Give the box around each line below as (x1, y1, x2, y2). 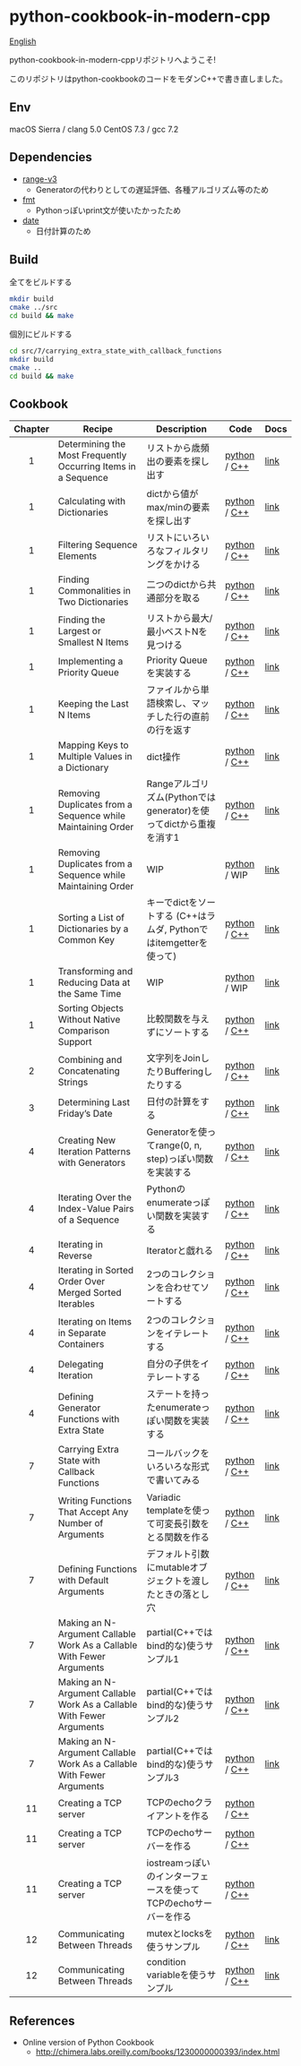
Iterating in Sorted (57, 1264, 134, 1277)
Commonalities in (57, 585, 132, 597)
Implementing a (57, 656, 124, 668)
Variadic (146, 1491, 182, 1504)
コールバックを (146, 1447, 211, 1460)
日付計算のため (35, 226, 91, 236)
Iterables (57, 1298, 96, 1310)
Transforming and (57, 965, 133, 978)
